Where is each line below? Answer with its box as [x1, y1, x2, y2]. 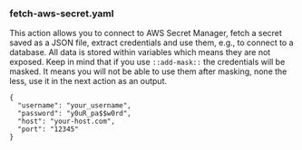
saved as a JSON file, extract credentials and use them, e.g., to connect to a [9, 37, 294, 48]
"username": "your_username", [17, 101, 132, 110]
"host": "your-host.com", [17, 117, 116, 127]
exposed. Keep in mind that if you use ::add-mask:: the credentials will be [9, 57, 286, 68]
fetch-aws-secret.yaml [9, 7, 114, 20]
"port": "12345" [17, 125, 79, 134]
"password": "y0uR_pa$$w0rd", [17, 109, 132, 118]
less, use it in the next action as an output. [9, 76, 168, 87]
